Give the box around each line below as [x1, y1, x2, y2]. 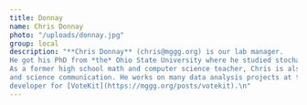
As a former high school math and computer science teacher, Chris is [9, 65, 284, 74]
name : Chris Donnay [9, 22, 84, 31]
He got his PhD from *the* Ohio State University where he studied [9, 56, 272, 65]
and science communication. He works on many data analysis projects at [9, 73, 292, 82]
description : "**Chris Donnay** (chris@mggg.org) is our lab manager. [9, 47, 284, 57]
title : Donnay [9, 13, 64, 23]
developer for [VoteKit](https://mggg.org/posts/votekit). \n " [9, 81, 251, 90]
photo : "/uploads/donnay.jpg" [9, 30, 125, 39]
